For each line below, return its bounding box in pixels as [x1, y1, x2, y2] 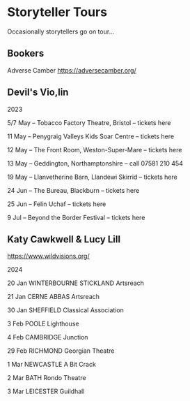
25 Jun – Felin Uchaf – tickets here [7, 200, 106, 208]
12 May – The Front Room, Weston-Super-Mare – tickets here [7, 145, 182, 154]
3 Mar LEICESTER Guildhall [7, 387, 85, 395]
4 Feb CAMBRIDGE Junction [7, 333, 88, 342]
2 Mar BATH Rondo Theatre [7, 374, 86, 382]
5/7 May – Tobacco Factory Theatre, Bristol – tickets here [7, 118, 171, 126]
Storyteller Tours [7, 4, 108, 20]
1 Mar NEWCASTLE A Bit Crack [7, 360, 96, 369]
